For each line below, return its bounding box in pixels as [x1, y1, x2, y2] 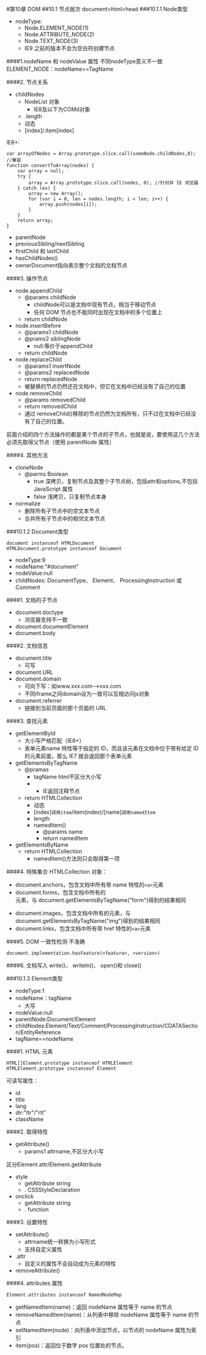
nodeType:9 [15, 556, 46, 564]
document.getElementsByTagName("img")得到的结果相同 [15, 917, 161, 924]
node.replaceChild [15, 356, 63, 363]
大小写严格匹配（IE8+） [24, 737, 85, 744]
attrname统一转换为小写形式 [24, 1238, 96, 1245]
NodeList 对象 [24, 98, 60, 105]
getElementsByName [15, 841, 69, 848]
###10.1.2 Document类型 [6, 528, 69, 535]
